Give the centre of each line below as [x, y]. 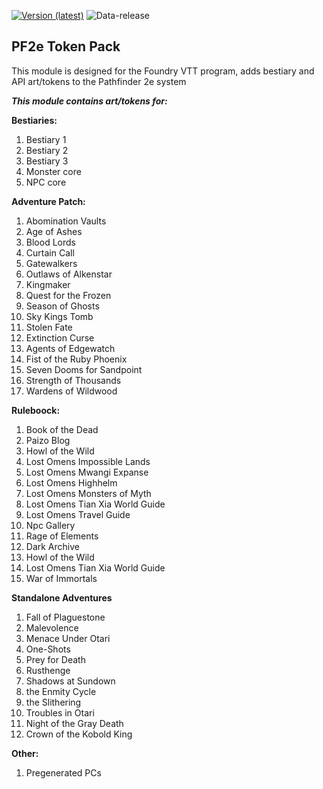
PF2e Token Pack [66, 46]
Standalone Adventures [62, 597]
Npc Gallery [50, 525]
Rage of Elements [62, 536]
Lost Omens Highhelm [71, 482]
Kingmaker [48, 284]
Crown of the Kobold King [79, 734]
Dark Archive [52, 546]
